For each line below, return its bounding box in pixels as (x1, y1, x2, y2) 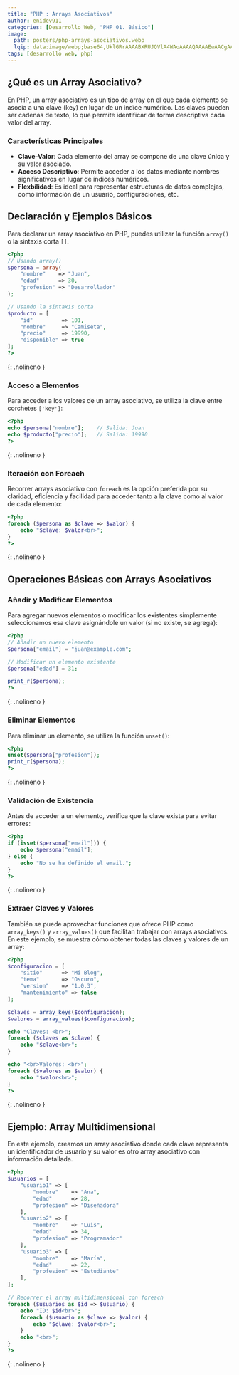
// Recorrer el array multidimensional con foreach (7, 1294, 164, 1302)
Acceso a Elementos (7, 380, 80, 390)
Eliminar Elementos (7, 715, 76, 725)
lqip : (14, 43, 31, 51)
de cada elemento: (7, 500, 63, 508)
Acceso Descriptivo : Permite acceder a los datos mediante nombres (17, 167, 220, 175)
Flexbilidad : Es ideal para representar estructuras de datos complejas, (17, 182, 225, 191)
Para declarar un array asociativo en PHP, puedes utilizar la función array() (7, 229, 229, 238)
